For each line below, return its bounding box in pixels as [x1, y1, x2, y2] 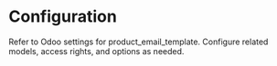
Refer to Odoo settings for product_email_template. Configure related [8, 36, 269, 47]
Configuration [8, 6, 118, 27]
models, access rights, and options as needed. [8, 45, 185, 56]
